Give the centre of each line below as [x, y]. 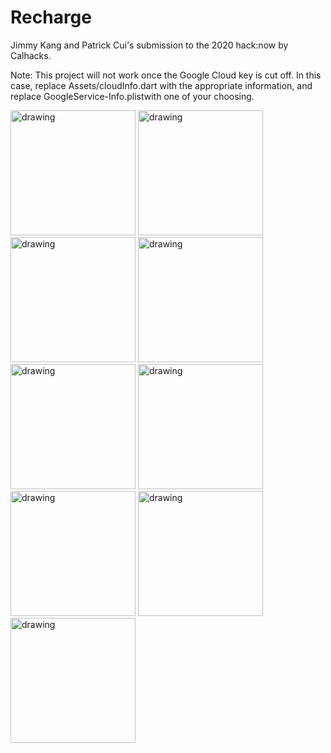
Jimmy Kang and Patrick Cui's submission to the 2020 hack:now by [149, 45]
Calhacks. [31, 55]
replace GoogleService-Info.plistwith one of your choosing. [132, 96]
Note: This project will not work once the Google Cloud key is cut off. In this [166, 75]
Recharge [51, 17]
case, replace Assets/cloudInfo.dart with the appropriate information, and [161, 85]
